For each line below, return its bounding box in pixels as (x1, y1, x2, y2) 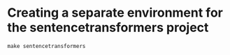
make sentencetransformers (7, 42, 86, 49)
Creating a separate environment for (7, 5, 224, 21)
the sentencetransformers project (7, 19, 209, 36)
